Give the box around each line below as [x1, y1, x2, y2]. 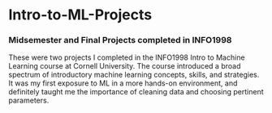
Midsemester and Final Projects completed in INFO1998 [8, 35, 232, 46]
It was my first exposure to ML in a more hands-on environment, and [8, 78, 238, 88]
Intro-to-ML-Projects [8, 6, 153, 24]
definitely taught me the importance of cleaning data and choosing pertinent [8, 87, 264, 97]
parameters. [8, 95, 50, 106]
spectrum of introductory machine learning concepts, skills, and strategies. [8, 70, 260, 80]
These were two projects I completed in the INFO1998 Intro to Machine [8, 52, 245, 62]
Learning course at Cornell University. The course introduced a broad [8, 61, 241, 71]
